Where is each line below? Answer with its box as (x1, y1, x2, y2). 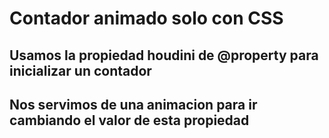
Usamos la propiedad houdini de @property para (9, 47, 319, 64)
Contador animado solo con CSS (9, 7, 284, 30)
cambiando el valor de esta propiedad (9, 112, 250, 129)
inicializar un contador (9, 62, 152, 79)
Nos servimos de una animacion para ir (9, 96, 258, 113)
